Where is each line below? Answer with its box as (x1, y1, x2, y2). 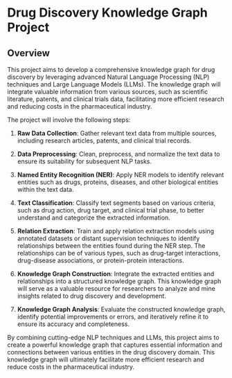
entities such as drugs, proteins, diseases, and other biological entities (17, 178, 219, 186)
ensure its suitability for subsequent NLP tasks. (17, 157, 152, 165)
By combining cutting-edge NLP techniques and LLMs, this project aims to (7, 334, 220, 341)
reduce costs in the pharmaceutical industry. (7, 363, 135, 371)
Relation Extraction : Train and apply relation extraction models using (17, 227, 215, 235)
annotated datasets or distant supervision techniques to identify (17, 234, 200, 242)
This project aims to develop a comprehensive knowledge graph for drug (7, 66, 215, 73)
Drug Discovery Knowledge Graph (7, 5, 208, 21)
